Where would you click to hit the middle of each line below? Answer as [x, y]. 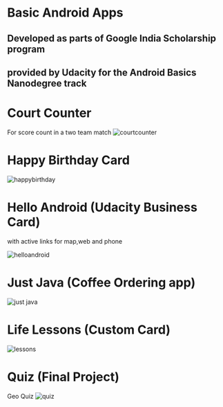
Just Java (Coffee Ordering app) [101, 282]
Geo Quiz [21, 396]
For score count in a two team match [59, 132]
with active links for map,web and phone [65, 241]
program [26, 49]
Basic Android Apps [65, 13]
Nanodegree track [47, 83]
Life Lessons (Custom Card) [89, 329]
